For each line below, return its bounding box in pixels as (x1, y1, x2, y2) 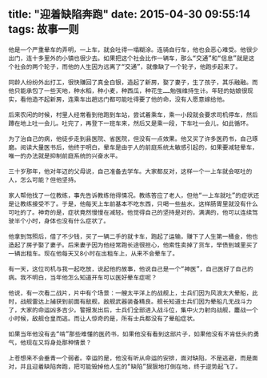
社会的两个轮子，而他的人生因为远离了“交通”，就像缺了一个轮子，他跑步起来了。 (14, 62, 242, 70)
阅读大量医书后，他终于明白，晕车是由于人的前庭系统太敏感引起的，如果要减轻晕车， (19, 143, 258, 151)
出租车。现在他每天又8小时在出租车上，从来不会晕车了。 (19, 249, 179, 258)
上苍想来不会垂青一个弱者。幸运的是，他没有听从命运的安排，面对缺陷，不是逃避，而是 (8, 354, 253, 362)
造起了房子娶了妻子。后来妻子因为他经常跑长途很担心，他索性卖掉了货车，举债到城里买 (8, 241, 253, 249)
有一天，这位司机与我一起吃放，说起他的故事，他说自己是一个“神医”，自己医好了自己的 (8, 265, 253, 273)
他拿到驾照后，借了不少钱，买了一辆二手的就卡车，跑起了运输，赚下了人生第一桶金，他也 (8, 232, 258, 240)
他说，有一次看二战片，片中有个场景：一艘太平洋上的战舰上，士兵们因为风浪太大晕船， (8, 289, 253, 297)
